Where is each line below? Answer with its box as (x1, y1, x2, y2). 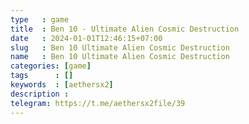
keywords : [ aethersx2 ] (10, 80, 114, 90)
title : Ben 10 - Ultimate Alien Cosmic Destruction (10, 24, 240, 34)
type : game (10, 14, 70, 25)
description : (10, 89, 70, 99)
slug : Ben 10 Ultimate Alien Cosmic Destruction (10, 42, 230, 53)
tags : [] (10, 71, 74, 81)
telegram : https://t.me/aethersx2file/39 (10, 98, 186, 108)
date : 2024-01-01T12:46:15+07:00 (10, 33, 163, 43)
